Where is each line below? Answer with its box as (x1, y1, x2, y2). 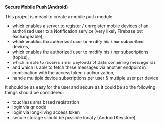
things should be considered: (5, 90, 64, 95)
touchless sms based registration (12, 99, 79, 104)
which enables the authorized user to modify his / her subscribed (12, 39, 144, 44)
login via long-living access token (12, 109, 80, 115)
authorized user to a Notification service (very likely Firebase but (12, 28, 143, 34)
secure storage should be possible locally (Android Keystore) (12, 115, 136, 120)
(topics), (12, 54, 29, 60)
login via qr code (12, 104, 47, 110)
